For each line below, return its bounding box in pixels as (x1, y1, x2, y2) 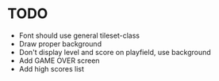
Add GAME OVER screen (18, 56, 100, 65)
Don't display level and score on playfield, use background (18, 47, 211, 57)
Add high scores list (18, 64, 85, 73)
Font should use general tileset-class (18, 31, 140, 40)
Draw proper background (18, 39, 102, 48)
